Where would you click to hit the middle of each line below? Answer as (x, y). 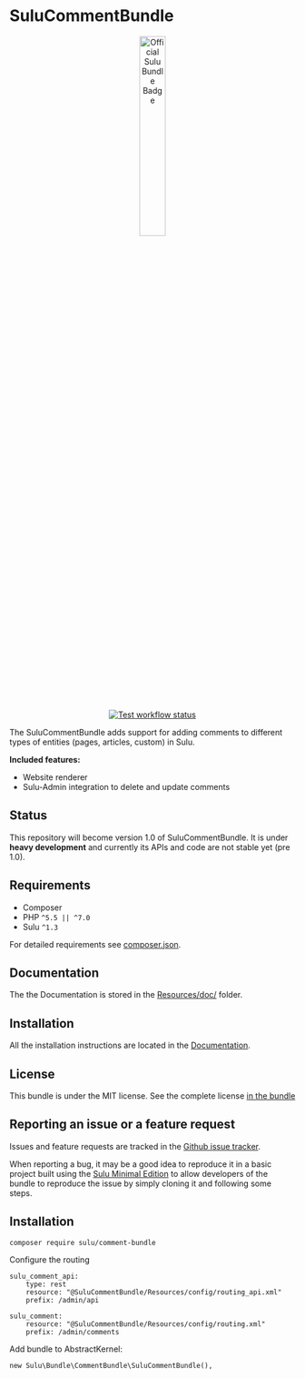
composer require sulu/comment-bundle (83, 1242)
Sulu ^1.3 (40, 927)
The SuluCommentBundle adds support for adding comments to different (146, 732)
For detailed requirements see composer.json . (95, 944)
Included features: (45, 759)
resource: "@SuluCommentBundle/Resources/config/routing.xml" (146, 1324)
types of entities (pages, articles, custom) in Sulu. (102, 742)
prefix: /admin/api (63, 1300)
